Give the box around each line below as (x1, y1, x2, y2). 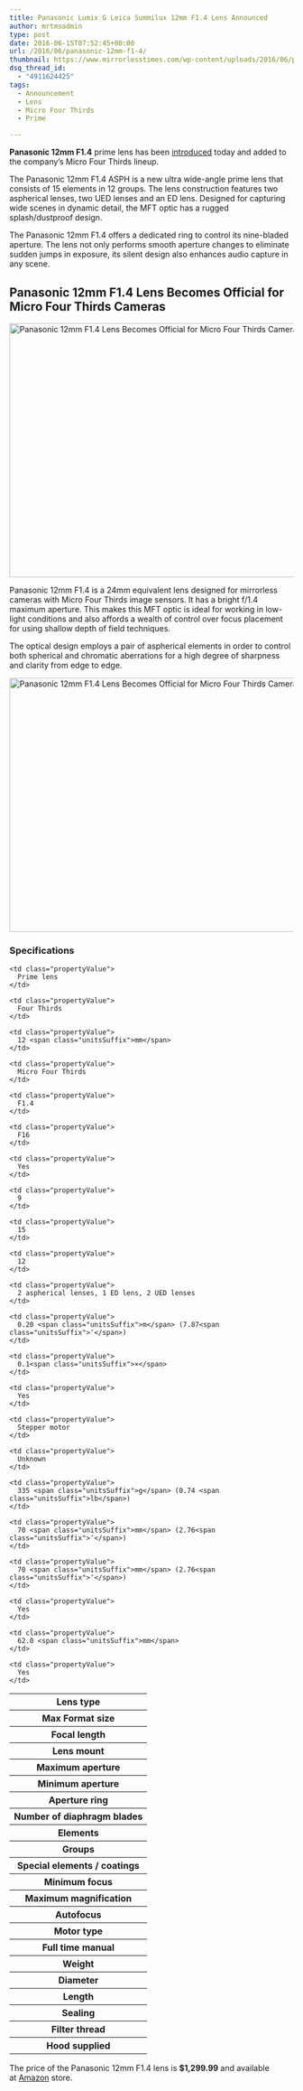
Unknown (17, 1455, 47, 1464)
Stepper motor (17, 1424, 70, 1433)
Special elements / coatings (16, 1860, 140, 1872)
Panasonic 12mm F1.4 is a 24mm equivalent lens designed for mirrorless (9, 584, 278, 595)
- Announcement (17, 89, 75, 98)
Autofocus (55, 1909, 102, 1921)
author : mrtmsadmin (9, 22, 83, 31)
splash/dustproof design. (9, 212, 103, 223)
